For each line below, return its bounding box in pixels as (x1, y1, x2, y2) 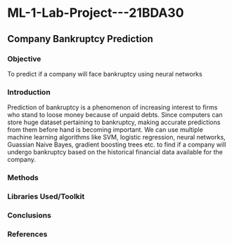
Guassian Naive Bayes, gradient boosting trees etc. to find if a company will (7, 140, 226, 149)
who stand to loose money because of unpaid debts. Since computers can (7, 111, 223, 119)
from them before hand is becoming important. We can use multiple (7, 126, 204, 134)
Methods (7, 173, 39, 183)
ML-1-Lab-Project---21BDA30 (7, 5, 184, 21)
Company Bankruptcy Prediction (7, 33, 153, 45)
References (7, 229, 48, 239)
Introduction (7, 87, 51, 97)
